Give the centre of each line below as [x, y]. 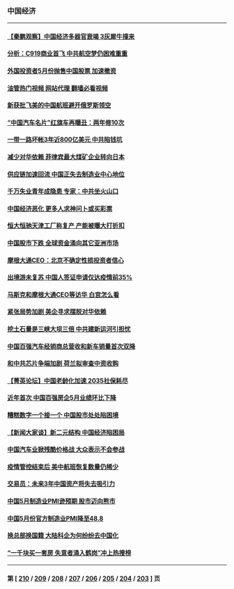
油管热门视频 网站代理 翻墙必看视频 [57, 88]
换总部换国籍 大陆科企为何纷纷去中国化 [63, 535]
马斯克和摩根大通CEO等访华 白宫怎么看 [63, 294]
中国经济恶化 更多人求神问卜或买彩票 [60, 208]
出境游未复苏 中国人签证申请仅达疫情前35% [70, 277]
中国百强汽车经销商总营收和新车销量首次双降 [71, 346]
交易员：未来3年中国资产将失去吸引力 [61, 484]
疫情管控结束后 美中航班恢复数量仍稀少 [63, 467]
